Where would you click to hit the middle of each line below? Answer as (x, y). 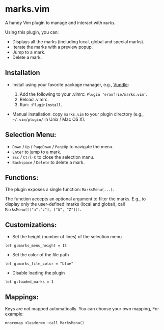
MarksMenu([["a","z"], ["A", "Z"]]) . (43, 209)
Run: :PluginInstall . (41, 105)
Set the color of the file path (41, 255)
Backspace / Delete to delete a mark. (48, 162)
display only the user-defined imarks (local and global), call (65, 204)
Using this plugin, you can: (32, 32)
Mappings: (22, 297)
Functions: (22, 178)
